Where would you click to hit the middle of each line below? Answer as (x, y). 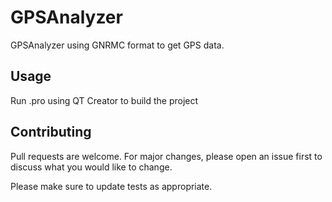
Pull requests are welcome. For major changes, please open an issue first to (166, 156)
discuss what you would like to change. (91, 167)
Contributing (51, 132)
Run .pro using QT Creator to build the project (104, 100)
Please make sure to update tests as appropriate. (111, 186)
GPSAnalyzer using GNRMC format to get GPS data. (117, 45)
